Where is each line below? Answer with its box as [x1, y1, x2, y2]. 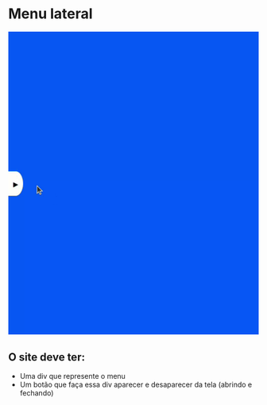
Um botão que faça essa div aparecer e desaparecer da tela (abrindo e [19, 380, 253, 390]
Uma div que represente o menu [19, 372, 126, 381]
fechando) [19, 388, 54, 398]
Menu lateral [8, 5, 93, 23]
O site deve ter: [8, 350, 86, 364]
